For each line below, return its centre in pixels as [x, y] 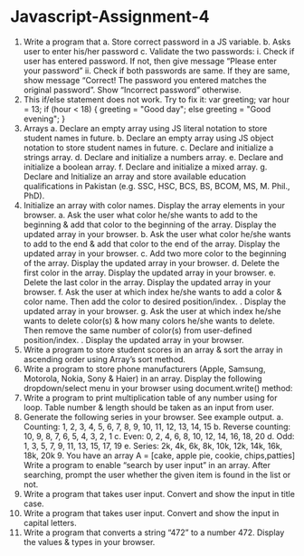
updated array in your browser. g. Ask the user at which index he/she [152, 311]
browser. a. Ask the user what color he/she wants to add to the [141, 215]
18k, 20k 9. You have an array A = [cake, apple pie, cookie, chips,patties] [159, 455]
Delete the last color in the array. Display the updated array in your [147, 282]
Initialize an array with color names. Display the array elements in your [154, 205]
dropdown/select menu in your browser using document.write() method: [158, 388]
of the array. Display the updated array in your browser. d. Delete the [151, 263]
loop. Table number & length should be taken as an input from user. [148, 407]
